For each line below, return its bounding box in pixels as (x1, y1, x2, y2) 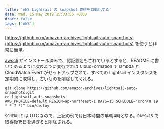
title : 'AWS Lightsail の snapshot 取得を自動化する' (5, 7, 112, 12)
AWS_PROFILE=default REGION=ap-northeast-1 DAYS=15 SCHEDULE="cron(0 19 (5, 99, 158, 104)
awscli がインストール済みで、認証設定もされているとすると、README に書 (5, 58, 159, 64)
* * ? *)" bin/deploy (5, 103, 50, 108)
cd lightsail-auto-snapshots (5, 95, 65, 100)
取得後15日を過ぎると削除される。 (5, 119, 75, 125)
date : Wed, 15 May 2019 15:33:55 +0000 (5, 12, 87, 17)
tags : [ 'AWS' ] (5, 21, 35, 26)
